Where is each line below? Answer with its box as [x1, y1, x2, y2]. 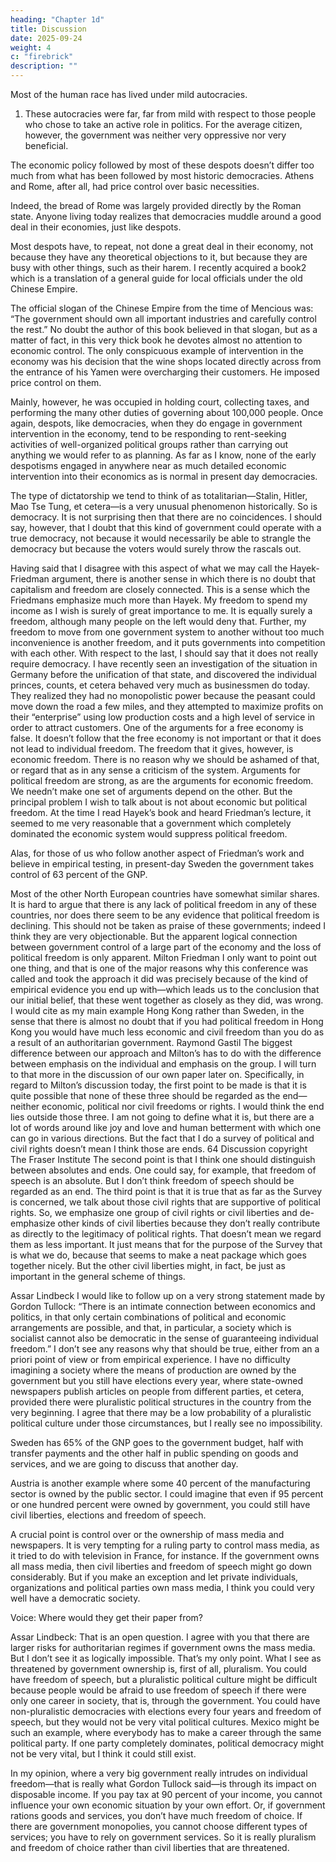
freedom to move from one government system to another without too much [10, 626, 325, 638]
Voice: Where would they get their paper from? [10, 1612, 203, 1623]
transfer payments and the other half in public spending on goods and [10, 1447, 299, 1459]
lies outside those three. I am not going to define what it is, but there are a [10, 1111, 315, 1123]
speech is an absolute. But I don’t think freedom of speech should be [10, 1175, 295, 1186]
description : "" [10, 61, 78, 71]
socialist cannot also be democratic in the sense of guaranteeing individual [10, 1332, 319, 1344]
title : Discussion [10, 24, 87, 34]
